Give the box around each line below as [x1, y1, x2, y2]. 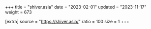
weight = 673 [5, 9, 32, 15]
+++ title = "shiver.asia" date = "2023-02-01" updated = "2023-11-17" [5, 4, 147, 10]
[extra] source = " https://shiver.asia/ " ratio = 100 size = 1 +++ [5, 19, 130, 24]
